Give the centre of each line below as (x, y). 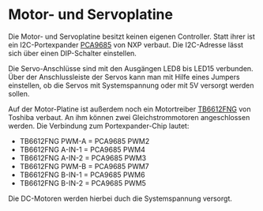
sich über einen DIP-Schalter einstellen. (72, 53)
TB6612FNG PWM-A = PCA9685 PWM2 (85, 141)
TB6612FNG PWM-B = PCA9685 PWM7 (85, 166)
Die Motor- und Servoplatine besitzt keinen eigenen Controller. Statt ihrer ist (131, 36)
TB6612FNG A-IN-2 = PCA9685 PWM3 (83, 158)
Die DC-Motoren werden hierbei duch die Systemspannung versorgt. (120, 198)
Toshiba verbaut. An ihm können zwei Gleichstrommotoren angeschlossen (129, 117)
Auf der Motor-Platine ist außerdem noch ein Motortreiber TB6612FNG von (130, 109)
